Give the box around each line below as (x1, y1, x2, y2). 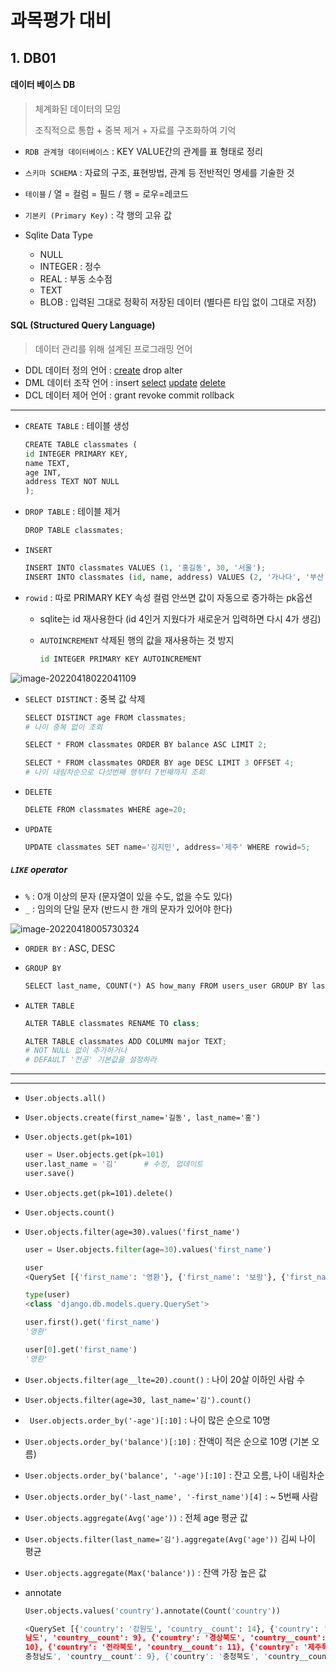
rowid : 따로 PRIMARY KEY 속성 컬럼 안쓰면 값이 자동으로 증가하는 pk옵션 (24, 591, 313, 603)
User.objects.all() (24, 1094, 107, 1104)
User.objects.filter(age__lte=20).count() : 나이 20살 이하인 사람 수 (24, 1373, 306, 1385)
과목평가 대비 (10, 9, 112, 32)
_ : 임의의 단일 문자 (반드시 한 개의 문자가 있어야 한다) (24, 902, 233, 915)
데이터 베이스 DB (10, 79, 76, 91)
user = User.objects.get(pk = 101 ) (24, 1150, 165, 1160)
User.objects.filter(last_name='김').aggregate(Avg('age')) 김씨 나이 (24, 1532, 316, 1545)
